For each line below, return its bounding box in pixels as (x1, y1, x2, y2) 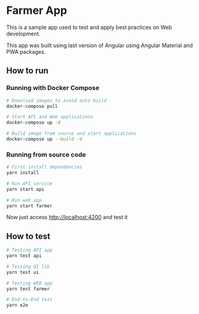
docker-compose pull (6, 103, 59, 109)
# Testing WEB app (6, 280, 53, 286)
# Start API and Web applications (6, 114, 94, 120)
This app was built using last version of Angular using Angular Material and (6, 42, 194, 49)
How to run (6, 66, 49, 76)
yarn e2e (6, 303, 28, 309)
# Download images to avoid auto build (6, 97, 107, 103)
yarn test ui (6, 269, 39, 275)
